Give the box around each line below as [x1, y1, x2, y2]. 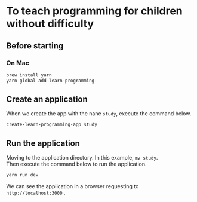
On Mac [6, 59, 30, 67]
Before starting [6, 41, 64, 51]
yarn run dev [6, 172, 39, 178]
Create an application [6, 94, 88, 105]
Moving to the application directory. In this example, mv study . [6, 154, 158, 161]
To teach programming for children [6, 4, 183, 18]
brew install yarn [6, 72, 52, 78]
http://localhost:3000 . [6, 189, 66, 196]
